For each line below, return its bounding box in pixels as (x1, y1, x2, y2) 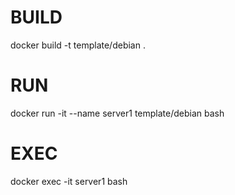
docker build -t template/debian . (10, 39, 146, 51)
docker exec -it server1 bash (10, 175, 128, 187)
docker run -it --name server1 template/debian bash (10, 107, 225, 119)
